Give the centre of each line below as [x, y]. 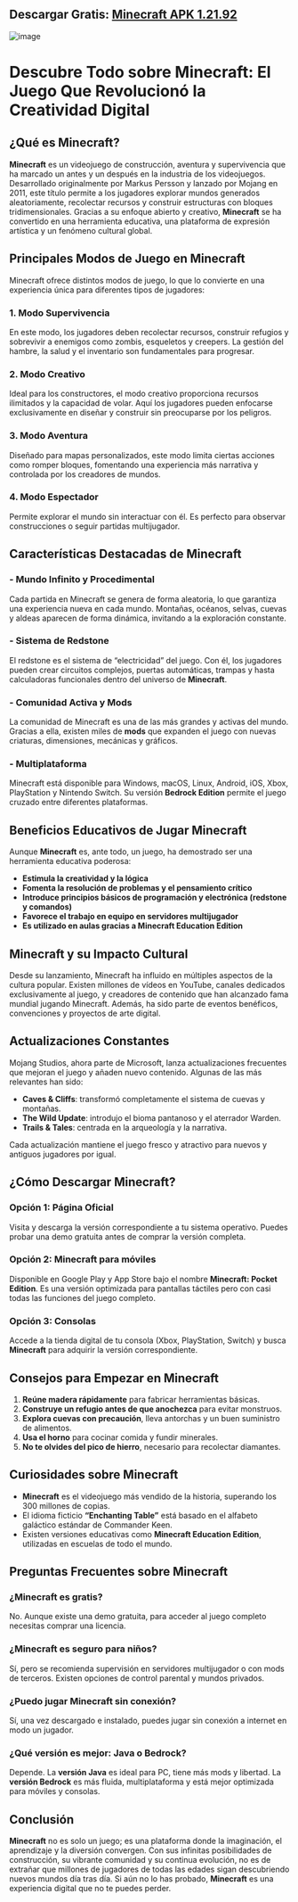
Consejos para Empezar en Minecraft [114, 1378]
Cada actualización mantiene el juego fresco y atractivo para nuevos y [138, 1144]
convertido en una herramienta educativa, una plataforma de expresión [140, 221]
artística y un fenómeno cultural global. [81, 230]
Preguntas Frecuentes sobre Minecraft [119, 1572]
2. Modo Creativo [48, 374]
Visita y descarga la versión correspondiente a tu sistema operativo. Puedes [149, 1227]
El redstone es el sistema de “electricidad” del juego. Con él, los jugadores [145, 660]
